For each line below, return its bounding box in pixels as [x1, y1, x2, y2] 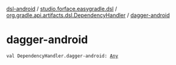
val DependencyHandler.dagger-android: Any [6, 53, 119, 59]
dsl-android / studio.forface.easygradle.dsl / [6, 5, 118, 12]
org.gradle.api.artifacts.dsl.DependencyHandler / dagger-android [6, 12, 171, 19]
